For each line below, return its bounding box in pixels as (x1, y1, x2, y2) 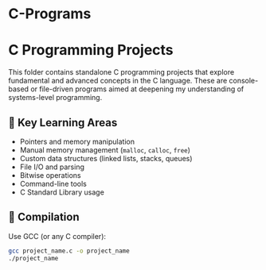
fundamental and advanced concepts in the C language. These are (8, 76, 228, 86)
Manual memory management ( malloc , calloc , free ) (19, 145, 191, 155)
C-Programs (8, 5, 92, 23)
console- (229, 76, 259, 86)
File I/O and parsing (19, 162, 85, 172)
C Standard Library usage (19, 187, 105, 197)
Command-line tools (19, 179, 88, 188)
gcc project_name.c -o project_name (8, 247, 130, 255)
